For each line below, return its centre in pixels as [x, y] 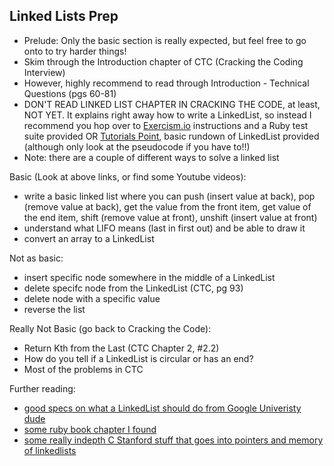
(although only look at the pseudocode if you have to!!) [137, 146]
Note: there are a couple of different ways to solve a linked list [151, 157]
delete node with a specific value [92, 298]
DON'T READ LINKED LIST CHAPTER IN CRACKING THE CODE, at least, [172, 104]
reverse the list [54, 309]
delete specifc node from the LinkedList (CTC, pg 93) [133, 288]
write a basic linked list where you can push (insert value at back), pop [169, 196]
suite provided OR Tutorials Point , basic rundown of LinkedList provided [171, 136]
